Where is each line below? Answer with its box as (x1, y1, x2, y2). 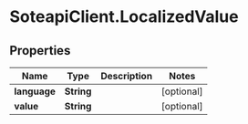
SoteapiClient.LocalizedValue (9, 6, 239, 27)
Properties (9, 43, 71, 58)
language (14, 85, 57, 98)
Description (99, 70, 153, 82)
